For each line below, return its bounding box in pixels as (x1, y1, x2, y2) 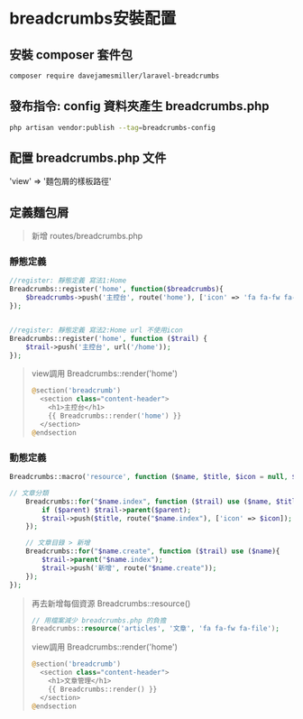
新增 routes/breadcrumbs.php (31, 231, 143, 242)
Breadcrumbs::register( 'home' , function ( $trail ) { (9, 334, 207, 343)
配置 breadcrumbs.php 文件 (9, 150, 167, 165)
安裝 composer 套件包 (9, 47, 133, 62)
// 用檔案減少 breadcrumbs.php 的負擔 (31, 615, 167, 625)
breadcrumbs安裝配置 (9, 8, 177, 29)
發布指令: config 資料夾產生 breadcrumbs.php (9, 98, 270, 114)
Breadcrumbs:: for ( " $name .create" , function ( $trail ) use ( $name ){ (25, 547, 280, 556)
